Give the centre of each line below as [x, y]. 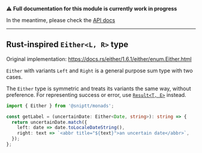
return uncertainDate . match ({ [49, 122]
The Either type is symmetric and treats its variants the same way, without [99, 88]
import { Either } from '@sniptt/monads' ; [60, 106]
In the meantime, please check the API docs [61, 20]
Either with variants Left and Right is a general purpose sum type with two [100, 71]
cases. [14, 76]
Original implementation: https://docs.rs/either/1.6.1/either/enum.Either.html [99, 59]
